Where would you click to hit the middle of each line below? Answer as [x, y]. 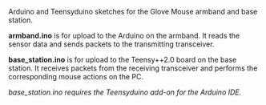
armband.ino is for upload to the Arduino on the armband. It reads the [124, 36]
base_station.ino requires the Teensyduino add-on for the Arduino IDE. [125, 92]
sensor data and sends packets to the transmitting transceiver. [111, 44]
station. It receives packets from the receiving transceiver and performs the [133, 68]
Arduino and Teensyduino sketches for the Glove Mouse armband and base [133, 12]
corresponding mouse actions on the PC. [76, 77]
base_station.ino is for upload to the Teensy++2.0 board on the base [123, 60]
